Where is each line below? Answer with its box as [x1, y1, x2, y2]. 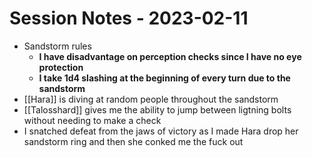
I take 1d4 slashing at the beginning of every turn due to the [38, 72, 291, 84]
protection [38, 61, 84, 73]
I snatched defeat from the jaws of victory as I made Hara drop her [23, 125, 299, 137]
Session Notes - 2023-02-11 [9, 7, 249, 30]
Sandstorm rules [23, 40, 92, 52]
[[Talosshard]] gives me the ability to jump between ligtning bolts [23, 103, 292, 116]
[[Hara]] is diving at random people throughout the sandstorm [23, 93, 279, 105]
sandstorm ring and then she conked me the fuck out [23, 135, 244, 147]
